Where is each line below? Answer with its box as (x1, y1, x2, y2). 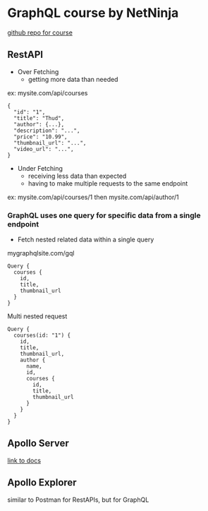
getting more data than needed (27, 75, 118, 83)
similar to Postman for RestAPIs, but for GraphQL (7, 495, 149, 504)
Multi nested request (7, 312, 68, 320)
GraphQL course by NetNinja (7, 5, 179, 21)
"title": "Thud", (13, 114, 65, 121)
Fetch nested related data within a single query (17, 235, 154, 244)
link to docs (7, 456, 41, 464)
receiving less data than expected (27, 172, 127, 180)
